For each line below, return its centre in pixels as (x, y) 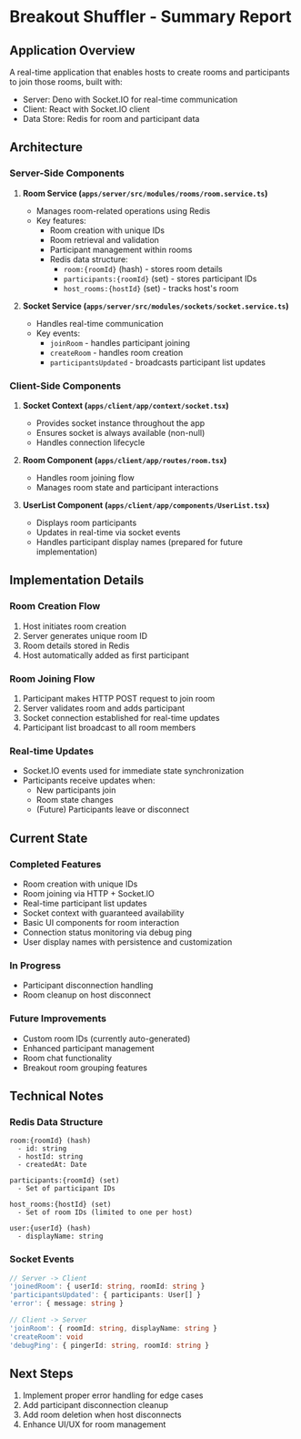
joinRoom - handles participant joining (120, 342)
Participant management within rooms (121, 249)
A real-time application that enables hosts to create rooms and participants (150, 72)
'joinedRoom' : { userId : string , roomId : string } (107, 1287)
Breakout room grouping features (85, 1068)
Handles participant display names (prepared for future (140, 542)
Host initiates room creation (75, 626)
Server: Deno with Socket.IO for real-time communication (130, 99)
